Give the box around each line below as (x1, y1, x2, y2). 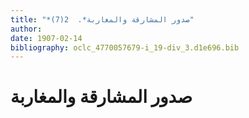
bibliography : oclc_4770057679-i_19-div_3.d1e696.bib (10, 42, 240, 53)
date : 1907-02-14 (10, 33, 83, 43)
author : (10, 24, 43, 34)
